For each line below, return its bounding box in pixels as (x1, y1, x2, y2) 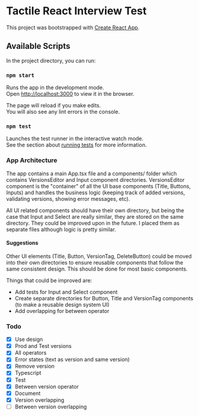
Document (14, 389, 41, 397)
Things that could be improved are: (6, 277, 92, 284)
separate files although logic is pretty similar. (6, 225, 116, 233)
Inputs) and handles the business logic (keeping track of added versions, (6, 189, 185, 196)
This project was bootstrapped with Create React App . (6, 24, 140, 31)
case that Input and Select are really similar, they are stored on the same (6, 213, 184, 220)
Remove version (14, 362, 55, 370)
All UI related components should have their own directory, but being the (6, 207, 185, 214)
